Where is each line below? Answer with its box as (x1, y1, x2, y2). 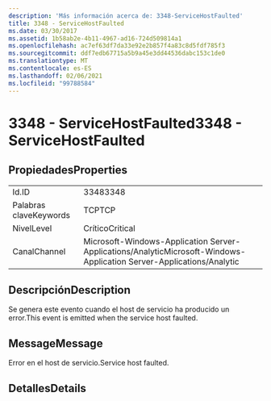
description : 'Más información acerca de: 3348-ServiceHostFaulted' (8, 11, 244, 20)
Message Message (8, 336, 103, 350)
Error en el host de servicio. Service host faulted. (8, 358, 169, 368)
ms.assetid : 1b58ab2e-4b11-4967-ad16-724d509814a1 (8, 34, 182, 43)
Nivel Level (12, 223, 52, 234)
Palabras (12, 199, 46, 211)
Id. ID (12, 186, 31, 198)
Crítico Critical (83, 223, 135, 234)
